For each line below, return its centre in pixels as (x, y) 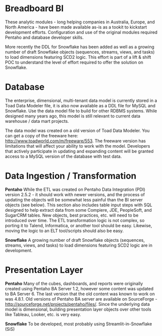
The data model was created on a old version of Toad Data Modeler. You (77, 130)
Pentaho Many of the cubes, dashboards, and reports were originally (74, 283)
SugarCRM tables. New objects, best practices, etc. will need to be (72, 215)
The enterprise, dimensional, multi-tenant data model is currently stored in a (81, 101)
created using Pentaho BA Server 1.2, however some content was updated (79, 288)
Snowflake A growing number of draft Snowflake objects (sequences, (75, 240)
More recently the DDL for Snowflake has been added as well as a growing (80, 47)
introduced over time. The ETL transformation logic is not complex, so (75, 220)
